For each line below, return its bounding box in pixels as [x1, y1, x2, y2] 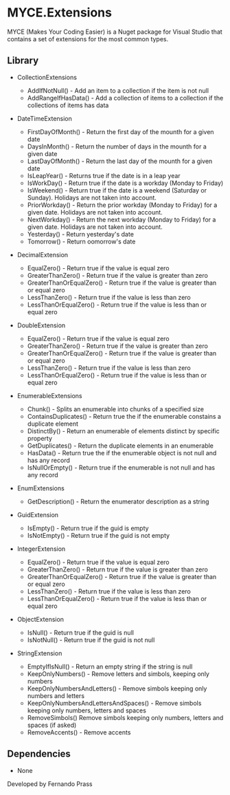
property [27, 434, 53, 442]
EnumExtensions [16, 483, 65, 492]
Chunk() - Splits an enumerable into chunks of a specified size [27, 404, 205, 413]
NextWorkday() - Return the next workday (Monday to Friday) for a [27, 215, 216, 224]
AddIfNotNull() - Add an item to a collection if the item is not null [27, 86, 209, 94]
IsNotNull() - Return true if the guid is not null [27, 635, 155, 644]
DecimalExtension [16, 250, 69, 259]
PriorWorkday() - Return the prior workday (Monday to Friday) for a [27, 201, 218, 209]
